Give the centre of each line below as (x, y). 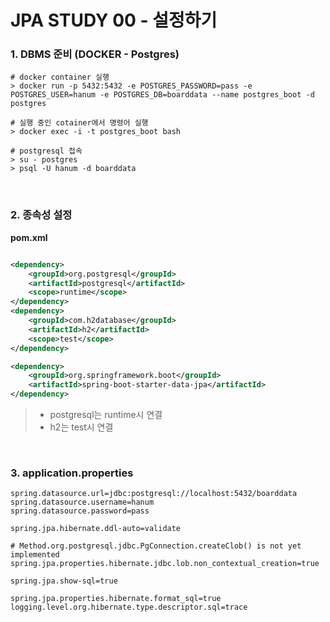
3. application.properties (72, 473)
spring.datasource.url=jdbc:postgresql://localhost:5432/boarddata (154, 494)
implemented (35, 555)
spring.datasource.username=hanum (82, 502)
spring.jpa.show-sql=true (64, 581)
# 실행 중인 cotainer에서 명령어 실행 (79, 123)
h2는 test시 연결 (81, 427)
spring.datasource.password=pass (80, 511)
